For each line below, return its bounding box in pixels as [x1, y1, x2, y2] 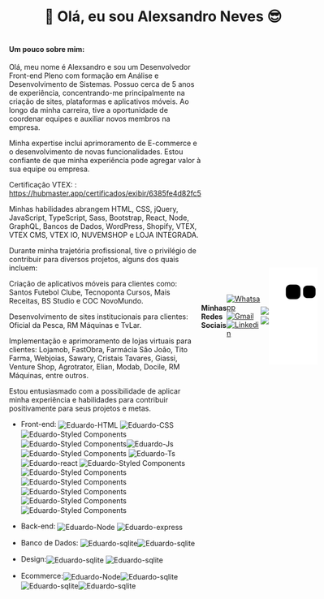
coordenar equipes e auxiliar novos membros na [9, 114, 171, 124]
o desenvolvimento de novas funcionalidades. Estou [9, 147, 184, 157]
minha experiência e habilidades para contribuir [9, 395, 169, 405]
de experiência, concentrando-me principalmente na [9, 88, 185, 98]
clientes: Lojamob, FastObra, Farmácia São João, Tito [9, 345, 188, 355]
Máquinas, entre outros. [9, 371, 89, 381]
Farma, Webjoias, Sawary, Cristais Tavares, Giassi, [9, 353, 179, 364]
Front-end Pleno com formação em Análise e [9, 71, 159, 80]
